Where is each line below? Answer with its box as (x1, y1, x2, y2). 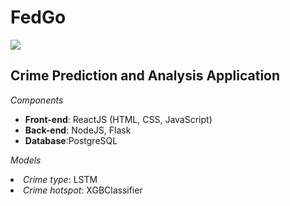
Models (10, 154, 42, 166)
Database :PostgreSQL (24, 134, 118, 146)
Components (10, 94, 64, 106)
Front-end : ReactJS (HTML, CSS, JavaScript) (24, 113, 213, 125)
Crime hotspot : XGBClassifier (23, 184, 143, 196)
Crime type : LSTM (23, 173, 98, 185)
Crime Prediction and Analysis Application (10, 67, 281, 85)
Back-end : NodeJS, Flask (24, 124, 132, 136)
